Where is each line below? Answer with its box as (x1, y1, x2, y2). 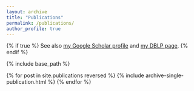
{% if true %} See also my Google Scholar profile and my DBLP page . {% (6, 42, 189, 49)
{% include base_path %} (6, 60, 70, 67)
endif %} (6, 49, 28, 56)
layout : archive (6, 8, 47, 15)
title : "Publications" (6, 14, 64, 20)
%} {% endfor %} (47, 78, 92, 86)
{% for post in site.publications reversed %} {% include (6, 72, 144, 79)
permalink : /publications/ (6, 20, 75, 26)
